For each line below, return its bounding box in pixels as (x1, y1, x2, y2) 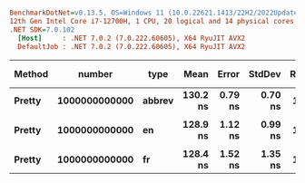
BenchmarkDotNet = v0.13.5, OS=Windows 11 (9, 8, 165, 17)
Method (14, 68, 49, 81)
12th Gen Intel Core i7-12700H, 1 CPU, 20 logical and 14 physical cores (9, 16, 295, 25)
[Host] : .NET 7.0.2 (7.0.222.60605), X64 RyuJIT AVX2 (17, 34, 246, 43)
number (78, 68, 113, 81)
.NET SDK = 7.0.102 (9, 24, 75, 34)
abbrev (142, 94, 174, 107)
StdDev (248, 68, 281, 81)
